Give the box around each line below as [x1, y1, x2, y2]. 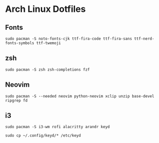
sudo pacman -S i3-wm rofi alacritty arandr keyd [5, 125, 110, 130]
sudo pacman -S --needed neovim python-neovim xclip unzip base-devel [5, 94, 155, 98]
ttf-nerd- [134, 36, 155, 41]
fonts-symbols [5, 41, 35, 46]
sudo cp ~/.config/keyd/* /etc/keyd [5, 133, 81, 138]
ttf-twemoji [36, 41, 61, 46]
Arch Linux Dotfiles [5, 3, 86, 15]
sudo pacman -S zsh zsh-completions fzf [5, 67, 90, 72]
